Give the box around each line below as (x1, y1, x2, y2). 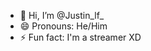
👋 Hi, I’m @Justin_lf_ (19, 10, 105, 21)
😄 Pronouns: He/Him (19, 20, 108, 32)
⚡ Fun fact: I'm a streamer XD (19, 31, 142, 43)
